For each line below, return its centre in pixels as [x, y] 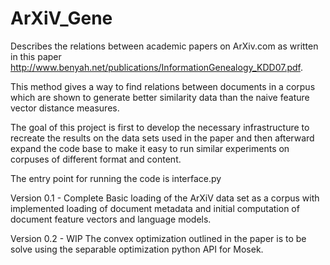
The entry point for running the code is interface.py [116, 178]
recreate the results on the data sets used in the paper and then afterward [162, 138]
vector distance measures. [65, 108]
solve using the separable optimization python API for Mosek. [137, 249]
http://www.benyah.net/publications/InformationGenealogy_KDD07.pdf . [157, 67]
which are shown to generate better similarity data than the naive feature [160, 97]
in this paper [36, 56]
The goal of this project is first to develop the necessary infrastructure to [160, 127]
